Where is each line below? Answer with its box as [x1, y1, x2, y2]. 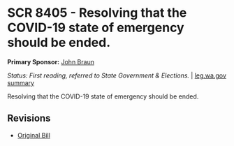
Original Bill [17, 131, 51, 139]
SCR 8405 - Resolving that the [7, 5, 187, 21]
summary [7, 78, 35, 87]
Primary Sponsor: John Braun [7, 57, 94, 66]
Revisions [7, 112, 51, 124]
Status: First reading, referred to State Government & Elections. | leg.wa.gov [7, 71, 227, 80]
